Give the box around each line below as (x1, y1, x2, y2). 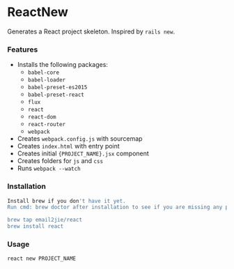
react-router (27, 121, 66, 128)
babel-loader (27, 77, 66, 84)
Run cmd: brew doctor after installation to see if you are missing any (7, 203, 223, 211)
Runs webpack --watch (17, 164, 81, 173)
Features (7, 45, 38, 54)
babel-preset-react (27, 91, 85, 98)
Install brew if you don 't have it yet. (7, 197, 127, 204)
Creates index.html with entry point (17, 142, 120, 151)
